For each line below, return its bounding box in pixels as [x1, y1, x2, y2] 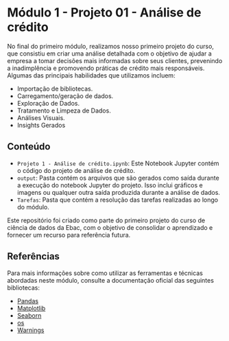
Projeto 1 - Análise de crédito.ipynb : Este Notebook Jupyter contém [16, 159, 219, 167]
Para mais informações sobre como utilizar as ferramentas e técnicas [7, 269, 204, 277]
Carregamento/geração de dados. [16, 91, 114, 100]
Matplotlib [16, 304, 46, 312]
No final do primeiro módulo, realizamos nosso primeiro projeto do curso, [7, 42, 215, 50]
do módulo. [16, 202, 50, 211]
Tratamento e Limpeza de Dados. [16, 106, 111, 115]
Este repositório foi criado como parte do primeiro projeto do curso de [7, 216, 206, 224]
